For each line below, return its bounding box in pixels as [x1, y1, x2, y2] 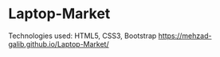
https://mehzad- [158, 31, 212, 40]
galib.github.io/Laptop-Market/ [8, 39, 109, 48]
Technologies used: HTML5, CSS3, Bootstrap [8, 31, 157, 40]
